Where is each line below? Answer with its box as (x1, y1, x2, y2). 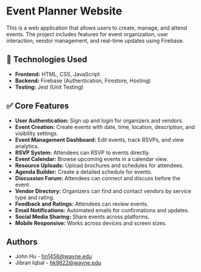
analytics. (14, 142, 39, 150)
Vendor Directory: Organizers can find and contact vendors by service (14, 187, 191, 194)
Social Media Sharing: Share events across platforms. (14, 213, 150, 220)
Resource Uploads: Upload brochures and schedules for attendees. (14, 162, 184, 169)
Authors (6, 236, 38, 247)
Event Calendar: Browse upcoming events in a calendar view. (14, 155, 169, 162)
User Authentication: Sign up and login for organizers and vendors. (14, 116, 184, 124)
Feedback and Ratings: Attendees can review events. (14, 200, 149, 207)
